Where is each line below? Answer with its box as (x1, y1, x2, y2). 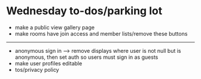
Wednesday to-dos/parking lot (6, 4, 163, 18)
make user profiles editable (14, 59, 83, 67)
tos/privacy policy (14, 66, 59, 73)
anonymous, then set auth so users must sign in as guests (14, 53, 159, 61)
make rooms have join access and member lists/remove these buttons (14, 30, 188, 37)
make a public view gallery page (14, 24, 95, 31)
